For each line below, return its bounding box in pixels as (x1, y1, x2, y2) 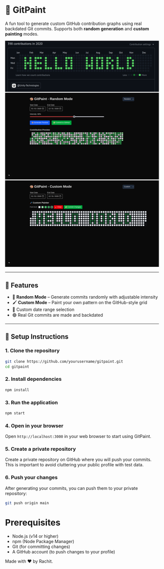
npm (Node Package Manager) (12, 538, 75, 544)
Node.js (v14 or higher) (12, 533, 59, 539)
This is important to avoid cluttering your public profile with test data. (5, 462, 144, 468)
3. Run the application (5, 399, 58, 406)
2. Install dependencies (5, 376, 62, 383)
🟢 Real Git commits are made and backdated (12, 312, 103, 318)
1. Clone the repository (5, 347, 60, 354)
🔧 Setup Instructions (5, 332, 69, 341)
